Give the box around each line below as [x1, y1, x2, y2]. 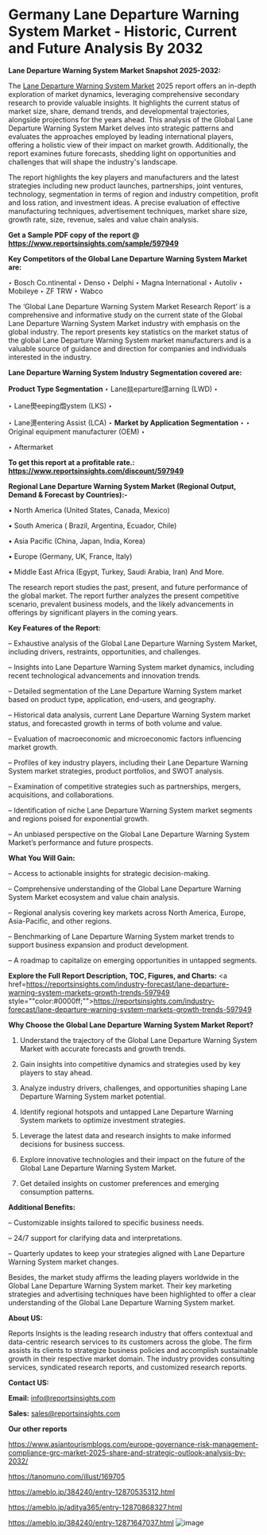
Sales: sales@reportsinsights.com [8, 1409, 121, 1418]
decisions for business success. [19, 1139, 126, 1149]
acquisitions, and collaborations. [8, 789, 114, 800]
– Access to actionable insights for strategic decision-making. [8, 868, 211, 878]
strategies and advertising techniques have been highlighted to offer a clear [8, 1289, 257, 1299]
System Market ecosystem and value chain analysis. [8, 892, 180, 901]
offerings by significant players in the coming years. [8, 607, 179, 617]
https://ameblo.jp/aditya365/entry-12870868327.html [8, 1502, 183, 1512]
